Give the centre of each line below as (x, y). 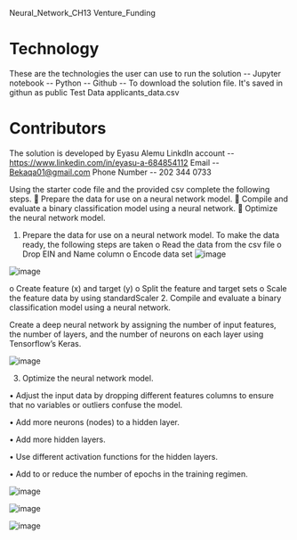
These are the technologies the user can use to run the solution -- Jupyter (145, 73)
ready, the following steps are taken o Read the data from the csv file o (152, 244)
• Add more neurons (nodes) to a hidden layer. (95, 421)
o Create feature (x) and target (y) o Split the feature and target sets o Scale (148, 288)
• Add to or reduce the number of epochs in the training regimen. (129, 474)
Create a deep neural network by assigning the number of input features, (143, 324)
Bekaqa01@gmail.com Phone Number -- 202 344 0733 (110, 172)
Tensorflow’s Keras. (45, 343)
